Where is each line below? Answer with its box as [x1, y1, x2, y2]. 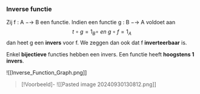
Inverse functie [6, 5, 52, 13]
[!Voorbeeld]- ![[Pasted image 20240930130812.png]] [21, 81, 156, 88]
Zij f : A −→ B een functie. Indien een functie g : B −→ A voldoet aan [6, 19, 176, 26]
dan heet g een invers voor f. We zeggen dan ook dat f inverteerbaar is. [6, 39, 187, 47]
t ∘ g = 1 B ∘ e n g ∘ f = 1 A [72, 28, 132, 37]
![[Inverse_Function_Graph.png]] [6, 69, 87, 76]
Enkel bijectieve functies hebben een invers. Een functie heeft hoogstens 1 [6, 51, 195, 58]
